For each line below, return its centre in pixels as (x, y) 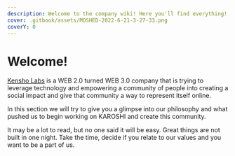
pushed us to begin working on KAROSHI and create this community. (107, 117)
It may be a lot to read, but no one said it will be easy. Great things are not (114, 130)
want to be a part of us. (41, 145)
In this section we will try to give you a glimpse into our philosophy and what (117, 109)
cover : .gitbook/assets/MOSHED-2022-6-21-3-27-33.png (88, 20)
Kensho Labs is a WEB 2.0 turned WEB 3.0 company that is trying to (106, 80)
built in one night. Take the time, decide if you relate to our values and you (114, 138)
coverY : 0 (22, 27)
